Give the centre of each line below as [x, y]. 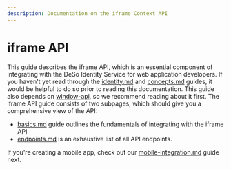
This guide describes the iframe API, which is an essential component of [110, 67]
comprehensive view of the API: [52, 110]
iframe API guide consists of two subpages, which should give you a [104, 103]
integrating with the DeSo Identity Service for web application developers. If [115, 74]
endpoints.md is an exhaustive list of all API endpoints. [94, 139]
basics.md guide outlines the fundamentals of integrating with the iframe [120, 124]
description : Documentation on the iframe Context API [88, 13]
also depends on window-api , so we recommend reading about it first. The [113, 96]
